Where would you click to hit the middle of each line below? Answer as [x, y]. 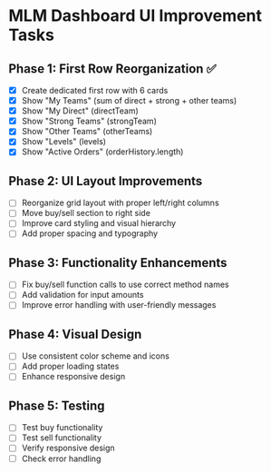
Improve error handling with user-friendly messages [119, 305]
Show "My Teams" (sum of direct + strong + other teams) [129, 101]
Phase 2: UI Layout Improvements [106, 181]
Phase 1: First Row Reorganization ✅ [112, 69]
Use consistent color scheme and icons [95, 356]
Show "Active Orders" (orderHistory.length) [102, 152]
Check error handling [61, 458]
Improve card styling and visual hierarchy [99, 223]
